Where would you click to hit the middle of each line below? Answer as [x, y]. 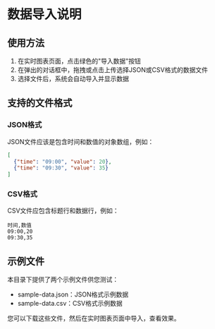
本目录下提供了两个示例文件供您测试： [63, 280]
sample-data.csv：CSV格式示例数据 [70, 304]
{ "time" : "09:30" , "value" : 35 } [61, 168]
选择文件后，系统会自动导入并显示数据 [73, 79]
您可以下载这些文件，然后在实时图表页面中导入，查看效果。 [94, 318]
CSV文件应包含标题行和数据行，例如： [63, 211]
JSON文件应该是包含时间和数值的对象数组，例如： [81, 141]
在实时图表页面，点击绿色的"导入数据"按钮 [79, 61]
